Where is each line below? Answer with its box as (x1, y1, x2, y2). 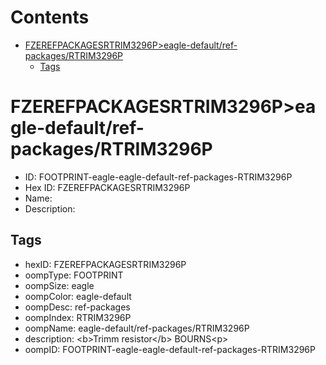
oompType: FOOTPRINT (24, 269, 124, 281)
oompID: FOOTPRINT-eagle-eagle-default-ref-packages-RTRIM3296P (24, 343, 316, 355)
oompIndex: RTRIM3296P (24, 311, 132, 323)
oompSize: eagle (24, 279, 95, 291)
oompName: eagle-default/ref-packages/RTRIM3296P (24, 322, 250, 334)
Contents (10, 6, 90, 29)
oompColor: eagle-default (24, 290, 132, 302)
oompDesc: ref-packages (24, 301, 131, 313)
